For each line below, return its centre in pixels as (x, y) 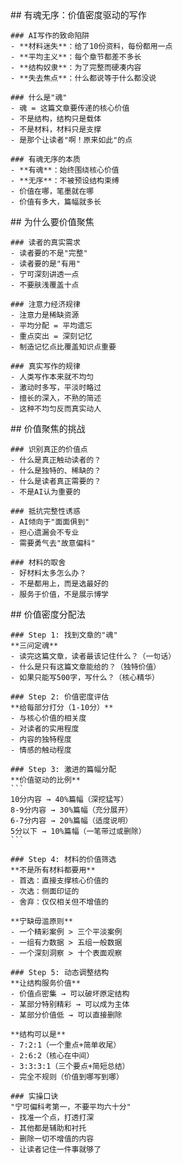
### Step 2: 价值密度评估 (60, 697)
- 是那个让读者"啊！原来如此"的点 (71, 140)
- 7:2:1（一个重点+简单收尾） (66, 1045)
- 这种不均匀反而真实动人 (56, 409)
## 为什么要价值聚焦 (52, 221)
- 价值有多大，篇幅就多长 (56, 202)
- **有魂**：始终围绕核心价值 (65, 170)
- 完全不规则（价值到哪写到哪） (67, 1077)
